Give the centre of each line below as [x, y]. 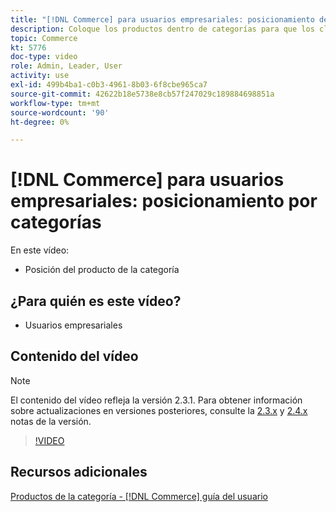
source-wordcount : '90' [60, 112]
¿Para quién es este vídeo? [96, 301]
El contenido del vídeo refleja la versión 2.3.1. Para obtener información [156, 400]
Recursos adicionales [79, 472]
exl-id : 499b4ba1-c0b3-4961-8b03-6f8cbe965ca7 [109, 85]
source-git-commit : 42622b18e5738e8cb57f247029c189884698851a [142, 94]
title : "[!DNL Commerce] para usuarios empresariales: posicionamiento [162, 19]
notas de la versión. [51, 421]
